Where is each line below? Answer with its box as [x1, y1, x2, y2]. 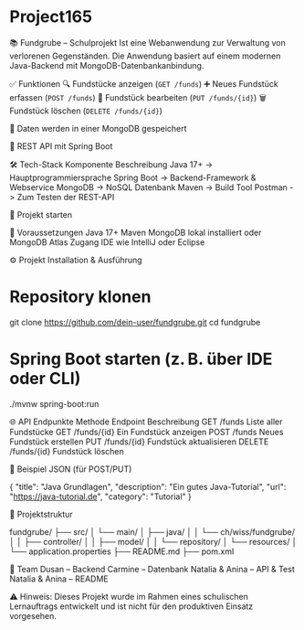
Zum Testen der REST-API [16, 191, 115, 202]
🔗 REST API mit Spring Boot [9, 140, 113, 152]
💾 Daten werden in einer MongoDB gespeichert [9, 123, 187, 133]
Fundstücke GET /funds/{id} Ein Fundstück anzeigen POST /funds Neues [9, 426, 284, 437]
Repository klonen [9, 286, 152, 307]
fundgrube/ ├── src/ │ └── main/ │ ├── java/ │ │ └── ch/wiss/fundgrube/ [9, 526, 295, 537]
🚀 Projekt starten [9, 208, 73, 220]
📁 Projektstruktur [9, 508, 73, 519]
